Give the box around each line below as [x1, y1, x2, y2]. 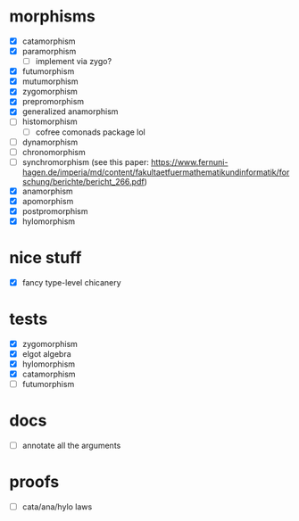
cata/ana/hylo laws [21, 501, 93, 512]
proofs [9, 472, 60, 492]
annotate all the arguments [21, 440, 121, 451]
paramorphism [21, 46, 77, 56]
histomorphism [21, 116, 78, 127]
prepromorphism [21, 96, 85, 107]
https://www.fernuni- [150, 156, 228, 167]
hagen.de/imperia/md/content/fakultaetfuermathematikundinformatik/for [21, 167, 290, 178]
